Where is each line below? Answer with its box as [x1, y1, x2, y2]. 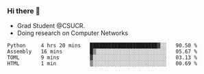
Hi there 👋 [7, 6, 41, 16]
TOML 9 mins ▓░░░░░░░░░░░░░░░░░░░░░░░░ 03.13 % [7, 54, 197, 61]
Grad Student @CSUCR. [16, 22, 86, 30]
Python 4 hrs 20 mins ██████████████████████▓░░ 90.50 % [7, 42, 197, 49]
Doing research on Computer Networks [16, 29, 129, 37]
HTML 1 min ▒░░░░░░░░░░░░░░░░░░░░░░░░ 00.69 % [7, 60, 197, 67]
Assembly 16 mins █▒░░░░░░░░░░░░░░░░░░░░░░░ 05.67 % [7, 48, 197, 56]
